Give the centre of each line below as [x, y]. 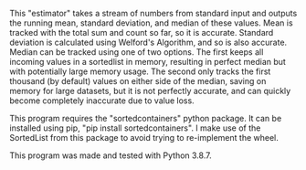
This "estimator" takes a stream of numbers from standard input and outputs [153, 13]
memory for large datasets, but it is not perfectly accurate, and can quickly [150, 91]
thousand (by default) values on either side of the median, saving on [138, 81]
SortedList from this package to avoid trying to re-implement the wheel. [144, 138]
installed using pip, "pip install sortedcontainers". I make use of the [135, 128]
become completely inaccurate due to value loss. [102, 101]
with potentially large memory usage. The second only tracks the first [140, 71]
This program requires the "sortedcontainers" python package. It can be [146, 118]
